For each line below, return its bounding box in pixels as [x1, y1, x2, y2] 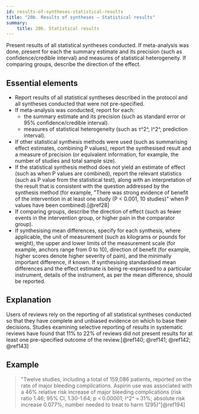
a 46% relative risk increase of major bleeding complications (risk [20, 388, 182, 396]
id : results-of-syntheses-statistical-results [6, 8, 124, 15]
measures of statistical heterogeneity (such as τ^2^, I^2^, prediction [23, 126, 188, 133]
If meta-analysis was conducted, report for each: [14, 107, 135, 114]
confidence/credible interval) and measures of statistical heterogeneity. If [6, 54, 186, 61]
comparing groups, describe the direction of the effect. [6, 61, 141, 68]
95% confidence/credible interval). [23, 119, 109, 126]
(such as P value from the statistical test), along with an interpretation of [14, 177, 192, 184]
